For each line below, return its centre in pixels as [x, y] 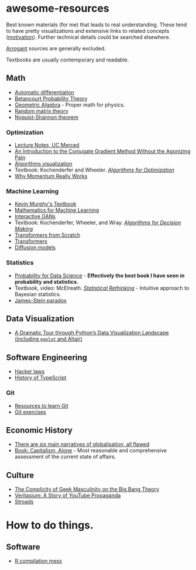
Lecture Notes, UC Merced [47, 145]
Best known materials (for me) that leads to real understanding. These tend [97, 25]
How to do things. [50, 525]
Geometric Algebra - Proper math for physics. [70, 105]
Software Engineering [47, 357]
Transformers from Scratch [47, 235]
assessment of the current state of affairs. [65, 457]
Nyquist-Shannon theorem [47, 117]
